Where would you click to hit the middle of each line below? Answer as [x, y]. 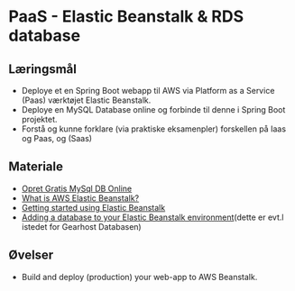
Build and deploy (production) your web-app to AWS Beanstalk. [139, 277]
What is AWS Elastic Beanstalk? [80, 198]
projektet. [39, 119]
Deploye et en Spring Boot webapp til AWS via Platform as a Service [148, 91]
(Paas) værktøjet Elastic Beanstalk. [86, 100]
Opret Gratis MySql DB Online [77, 188]
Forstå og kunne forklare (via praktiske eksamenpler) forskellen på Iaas [153, 129]
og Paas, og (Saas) [56, 138]
